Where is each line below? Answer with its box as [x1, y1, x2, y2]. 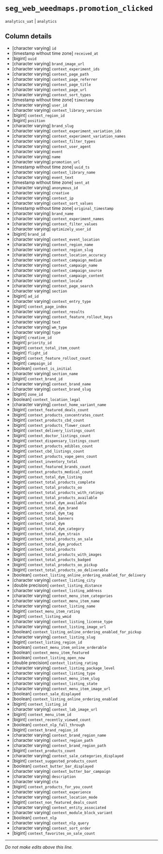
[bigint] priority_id [12, 339, 52, 345]
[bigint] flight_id [12, 349, 48, 356]
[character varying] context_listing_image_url [12, 624, 107, 629]
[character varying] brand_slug [12, 122, 74, 128]
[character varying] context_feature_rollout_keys [12, 314, 113, 319]
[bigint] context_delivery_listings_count [12, 427, 96, 433]
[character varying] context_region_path [12, 737, 94, 743]
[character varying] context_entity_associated [12, 804, 107, 810]
